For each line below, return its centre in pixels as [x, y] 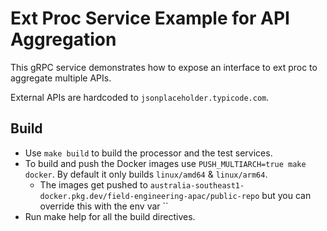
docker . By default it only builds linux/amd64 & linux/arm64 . [146, 174]
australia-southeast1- [197, 185]
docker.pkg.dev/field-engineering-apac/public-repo [149, 196]
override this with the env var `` [104, 206]
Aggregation [63, 39]
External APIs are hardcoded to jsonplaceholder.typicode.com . [140, 97]
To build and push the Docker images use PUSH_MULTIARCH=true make [165, 163]
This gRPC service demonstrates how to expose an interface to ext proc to [164, 67]
